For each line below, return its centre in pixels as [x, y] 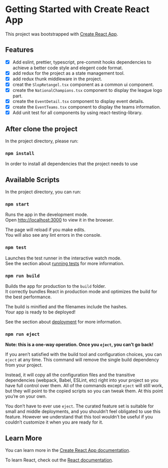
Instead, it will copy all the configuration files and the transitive [70, 375]
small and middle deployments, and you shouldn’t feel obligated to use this [83, 411]
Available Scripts [32, 179]
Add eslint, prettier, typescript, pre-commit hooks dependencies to [82, 62]
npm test [16, 248]
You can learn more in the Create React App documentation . [68, 450]
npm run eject [22, 334]
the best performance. [29, 297]
